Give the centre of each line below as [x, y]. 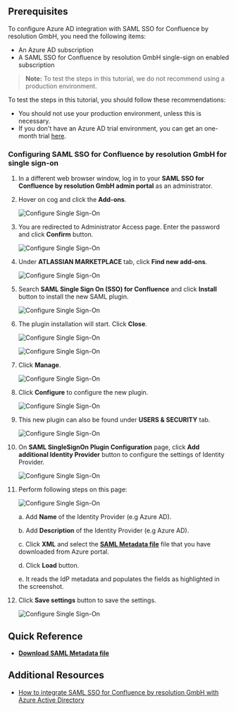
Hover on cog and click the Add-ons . [72, 200]
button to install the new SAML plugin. [73, 297]
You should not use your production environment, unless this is [110, 113]
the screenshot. [41, 587]
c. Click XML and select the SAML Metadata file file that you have [114, 544]
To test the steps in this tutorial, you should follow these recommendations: [117, 100]
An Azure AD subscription [56, 49]
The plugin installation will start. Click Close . [82, 324]
